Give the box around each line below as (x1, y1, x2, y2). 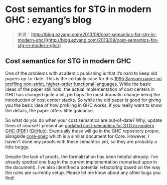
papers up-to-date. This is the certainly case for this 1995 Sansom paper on (5, 75, 162, 81)
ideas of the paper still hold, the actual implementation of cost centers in (5, 86, 155, 92)
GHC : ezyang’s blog (5, 14, 92, 26)
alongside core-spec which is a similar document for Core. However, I (5, 133, 149, 139)
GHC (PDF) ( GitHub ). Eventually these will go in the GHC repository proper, (5, 128, 160, 134)
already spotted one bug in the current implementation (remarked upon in (5, 159, 157, 165)
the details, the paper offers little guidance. (5, 107, 94, 113)
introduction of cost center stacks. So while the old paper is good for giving (5, 97, 161, 103)
